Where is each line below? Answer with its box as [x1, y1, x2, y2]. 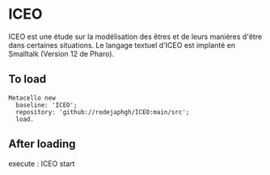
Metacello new [8, 94, 57, 102]
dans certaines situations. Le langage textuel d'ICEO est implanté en [8, 40, 236, 49]
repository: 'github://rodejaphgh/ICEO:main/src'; [15, 108, 190, 116]
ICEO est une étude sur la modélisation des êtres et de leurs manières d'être [8, 32, 263, 41]
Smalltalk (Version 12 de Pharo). [8, 49, 115, 58]
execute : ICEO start [8, 159, 75, 169]
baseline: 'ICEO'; [15, 100, 78, 109]
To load [8, 72, 47, 86]
